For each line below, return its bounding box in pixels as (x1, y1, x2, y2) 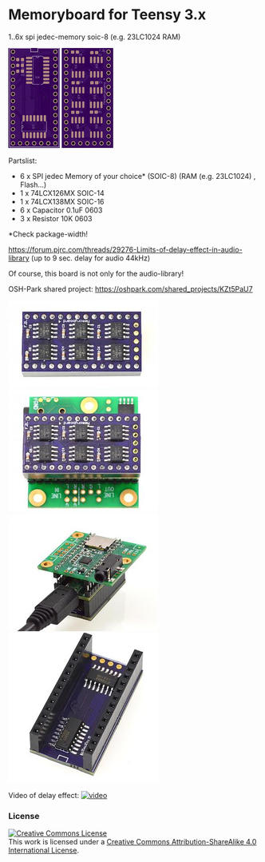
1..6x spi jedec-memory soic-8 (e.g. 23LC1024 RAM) (8, 32, 181, 42)
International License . (8, 845, 80, 856)
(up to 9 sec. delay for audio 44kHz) (30, 253, 150, 263)
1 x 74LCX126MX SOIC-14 (19, 188, 105, 197)
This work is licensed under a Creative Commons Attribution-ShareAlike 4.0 (8, 837, 257, 847)
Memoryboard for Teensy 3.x (8, 6, 206, 24)
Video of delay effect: (8, 790, 80, 800)
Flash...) (19, 180, 47, 189)
